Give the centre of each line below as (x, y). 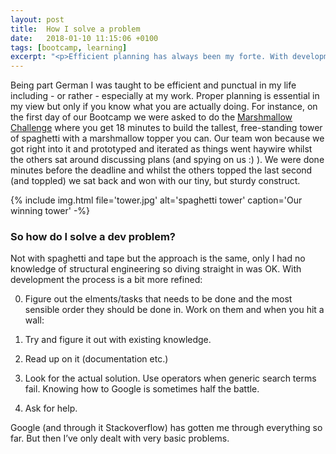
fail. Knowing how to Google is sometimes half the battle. (142, 389)
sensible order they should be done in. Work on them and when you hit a (174, 310)
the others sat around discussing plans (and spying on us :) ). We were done (167, 160)
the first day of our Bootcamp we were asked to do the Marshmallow (151, 117)
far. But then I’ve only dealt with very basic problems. (120, 438)
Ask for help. (51, 408)
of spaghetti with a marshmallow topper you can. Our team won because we (167, 138)
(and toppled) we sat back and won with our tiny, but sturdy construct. (155, 181)
